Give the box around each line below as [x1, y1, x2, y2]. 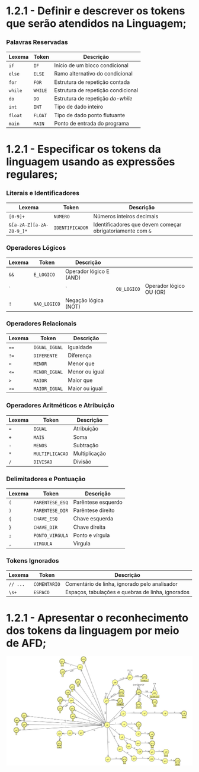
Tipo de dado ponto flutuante [54, 111, 126, 118]
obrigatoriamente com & [93, 227, 152, 234]
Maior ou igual [68, 385, 103, 392]
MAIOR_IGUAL [33, 385, 63, 392]
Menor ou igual [68, 368, 105, 375]
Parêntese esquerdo [73, 498, 123, 506]
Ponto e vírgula [73, 531, 110, 539]
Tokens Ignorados [6, 556, 59, 564]
